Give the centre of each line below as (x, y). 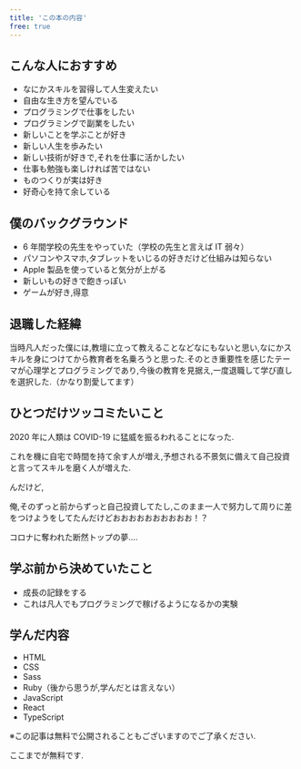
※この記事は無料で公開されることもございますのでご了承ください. (133, 736)
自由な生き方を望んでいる (70, 100)
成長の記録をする (55, 592)
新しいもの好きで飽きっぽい (75, 281)
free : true (30, 26)
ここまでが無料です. (47, 755)
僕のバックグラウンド (69, 223)
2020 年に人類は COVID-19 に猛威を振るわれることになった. (122, 436)
